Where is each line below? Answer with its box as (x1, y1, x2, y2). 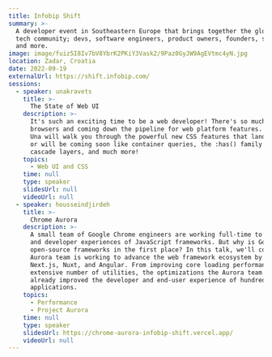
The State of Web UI (29, 102, 100, 110)
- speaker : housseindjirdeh (15, 200, 111, 209)
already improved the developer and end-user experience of (29, 276, 237, 284)
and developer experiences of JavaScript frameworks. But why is (29, 239, 255, 247)
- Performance (29, 299, 79, 307)
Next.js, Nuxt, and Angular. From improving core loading (29, 260, 230, 269)
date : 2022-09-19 (8, 65, 67, 73)
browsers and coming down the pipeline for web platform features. (29, 125, 263, 133)
